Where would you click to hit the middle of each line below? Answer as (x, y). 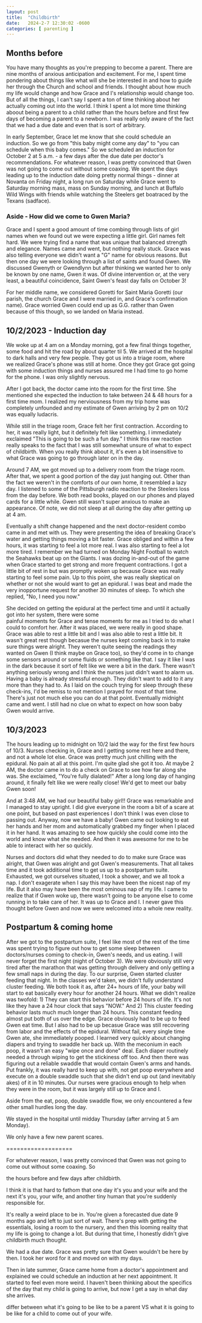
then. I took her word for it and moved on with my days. (75, 1258)
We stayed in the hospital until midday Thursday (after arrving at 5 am (93, 1119)
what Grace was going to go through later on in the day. (75, 458)
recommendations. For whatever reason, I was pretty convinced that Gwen (99, 163)
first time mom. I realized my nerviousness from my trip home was (88, 402)
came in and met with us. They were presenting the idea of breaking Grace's (101, 533)
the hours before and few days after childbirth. (64, 1178)
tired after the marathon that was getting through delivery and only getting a (100, 967)
